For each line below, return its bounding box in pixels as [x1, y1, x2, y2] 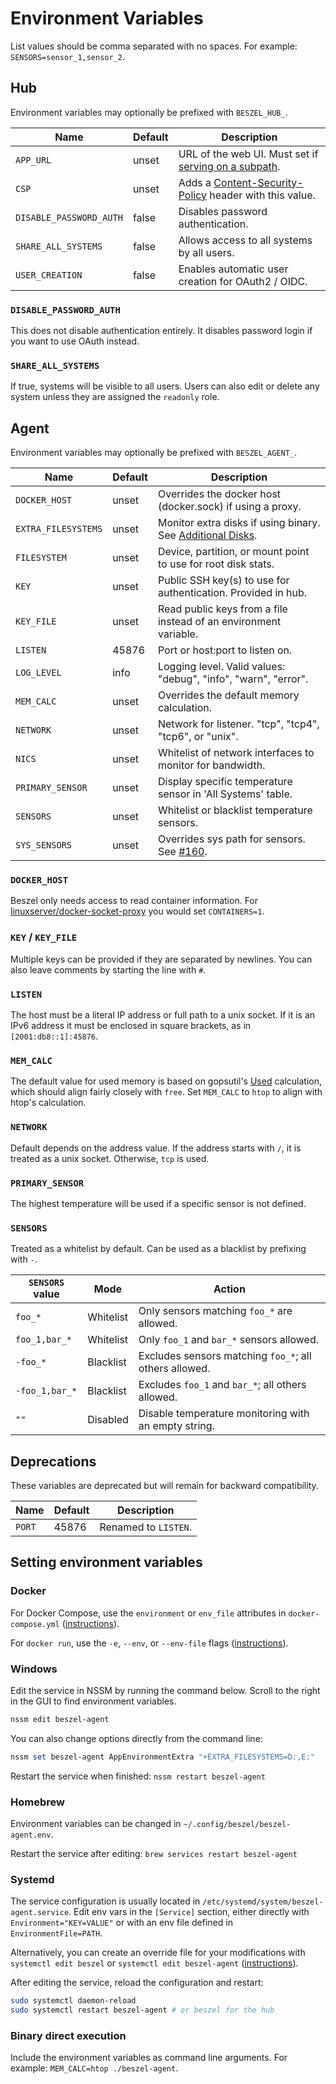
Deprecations [10, 1453, 97, 1470]
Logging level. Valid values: [157, 660, 286, 674]
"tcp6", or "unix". [157, 730, 239, 744]
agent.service [10, 1908, 70, 1918]
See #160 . [157, 845, 208, 859]
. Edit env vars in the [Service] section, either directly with [68, 1906, 310, 1918]
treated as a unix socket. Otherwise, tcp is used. [10, 1152, 210, 1164]
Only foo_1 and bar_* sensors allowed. [138, 1333, 320, 1347]
